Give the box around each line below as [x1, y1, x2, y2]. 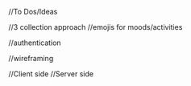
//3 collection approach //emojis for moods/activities [8, 23, 183, 31]
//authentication [8, 38, 62, 47]
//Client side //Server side [8, 69, 94, 79]
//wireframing [8, 54, 54, 63]
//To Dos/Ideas [8, 7, 58, 16]
